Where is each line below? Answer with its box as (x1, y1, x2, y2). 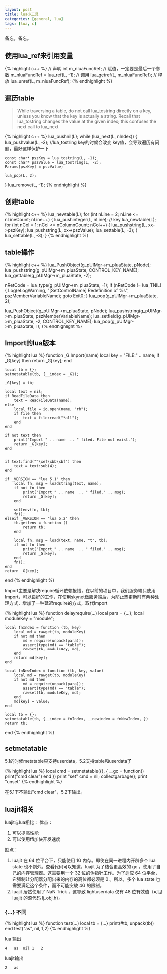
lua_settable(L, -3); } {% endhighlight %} (5, 232, 89, 238)
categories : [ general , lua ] (5, 16, 64, 21)
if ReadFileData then (5, 394, 50, 399)
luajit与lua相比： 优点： (5, 819, 53, 825)
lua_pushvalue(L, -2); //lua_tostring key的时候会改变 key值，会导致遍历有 (5, 139, 155, 145)
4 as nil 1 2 (5, 946, 43, 951)
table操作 (5, 248, 35, 257)
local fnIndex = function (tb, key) (5, 625, 81, 630)
